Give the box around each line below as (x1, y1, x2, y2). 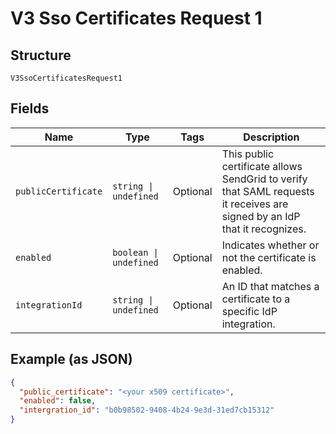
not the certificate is (221, 250, 317, 264)
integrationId (15, 299, 83, 311)
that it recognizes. (221, 222, 307, 236)
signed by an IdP (221, 209, 301, 223)
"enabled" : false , (19, 396, 97, 406)
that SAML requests (221, 184, 315, 198)
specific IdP (221, 304, 278, 318)
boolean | (112, 247, 159, 258)
